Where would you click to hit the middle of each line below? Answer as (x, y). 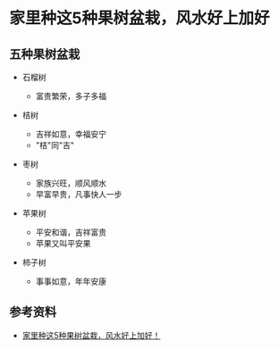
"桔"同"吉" (55, 145)
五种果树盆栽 (45, 54)
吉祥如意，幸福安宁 (71, 134)
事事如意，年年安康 (71, 281)
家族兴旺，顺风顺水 (71, 183)
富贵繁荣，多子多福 (71, 96)
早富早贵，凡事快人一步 (79, 194)
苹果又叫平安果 (63, 243)
